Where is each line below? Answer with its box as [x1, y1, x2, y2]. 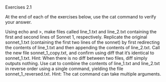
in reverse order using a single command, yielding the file [5, 66, 123, 72]
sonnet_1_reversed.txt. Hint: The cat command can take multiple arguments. [5, 71, 161, 77]
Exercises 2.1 [5, 4, 32, 10]
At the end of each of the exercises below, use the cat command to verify [5, 14, 156, 19]
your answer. [5, 19, 32, 25]
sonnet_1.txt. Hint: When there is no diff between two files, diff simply [5, 55, 147, 61]
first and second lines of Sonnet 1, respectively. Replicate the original [5, 34, 147, 40]
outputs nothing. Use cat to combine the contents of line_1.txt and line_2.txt [5, 61, 160, 66]
